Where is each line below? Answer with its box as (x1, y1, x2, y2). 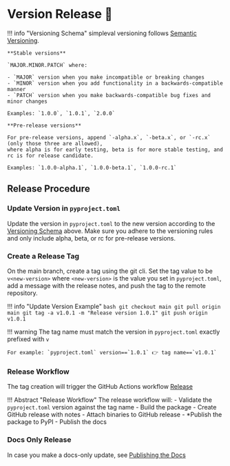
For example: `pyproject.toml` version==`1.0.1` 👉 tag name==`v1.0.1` (7, 349, 217, 356)
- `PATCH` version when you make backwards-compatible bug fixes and (7, 92, 211, 99)
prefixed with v (7, 334, 50, 343)
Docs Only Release (7, 435, 72, 445)
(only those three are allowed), (7, 140, 103, 147)
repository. (7, 289, 38, 297)
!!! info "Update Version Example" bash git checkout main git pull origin (7, 302, 221, 310)
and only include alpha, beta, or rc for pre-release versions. (7, 234, 176, 242)
